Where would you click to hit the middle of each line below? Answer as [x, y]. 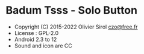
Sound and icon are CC [43, 46]
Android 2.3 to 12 [36, 39]
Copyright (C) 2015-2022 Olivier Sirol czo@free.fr [76, 27]
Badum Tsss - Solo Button [72, 10]
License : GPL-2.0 [36, 33]
